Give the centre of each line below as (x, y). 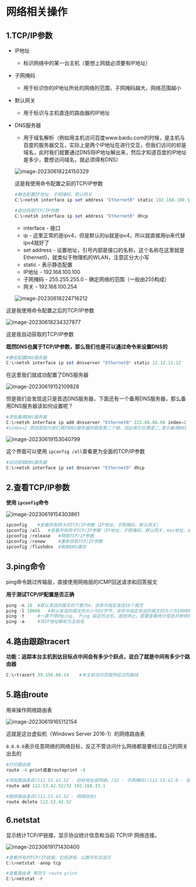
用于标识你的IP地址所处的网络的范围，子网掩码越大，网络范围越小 (102, 88)
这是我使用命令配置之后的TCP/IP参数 (50, 310)
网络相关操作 (37, 12)
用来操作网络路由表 (29, 710)
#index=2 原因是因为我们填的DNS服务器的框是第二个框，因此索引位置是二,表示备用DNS (97, 428)
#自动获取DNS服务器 (27, 462)
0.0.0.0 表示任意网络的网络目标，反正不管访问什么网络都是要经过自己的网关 (97, 746)
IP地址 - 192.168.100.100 (52, 272)
